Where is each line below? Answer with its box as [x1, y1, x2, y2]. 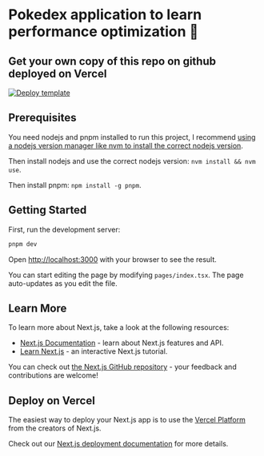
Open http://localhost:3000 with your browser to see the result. [8, 254, 218, 264]
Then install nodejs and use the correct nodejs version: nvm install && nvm [8, 156, 256, 165]
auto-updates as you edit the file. [8, 278, 118, 288]
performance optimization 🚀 [8, 22, 199, 41]
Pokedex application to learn [8, 6, 202, 24]
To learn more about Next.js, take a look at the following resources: [8, 323, 230, 332]
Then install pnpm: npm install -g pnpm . [8, 180, 142, 189]
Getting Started [8, 204, 87, 217]
